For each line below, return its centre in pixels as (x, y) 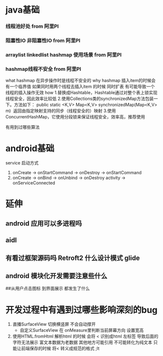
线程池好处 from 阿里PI (32, 26)
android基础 (30, 149)
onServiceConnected (34, 183)
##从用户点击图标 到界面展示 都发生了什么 (48, 289)
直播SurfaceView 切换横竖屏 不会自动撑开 (54, 324)
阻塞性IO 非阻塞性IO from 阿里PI (43, 41)
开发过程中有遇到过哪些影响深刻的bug (81, 310)
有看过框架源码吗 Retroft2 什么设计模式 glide (73, 258)
